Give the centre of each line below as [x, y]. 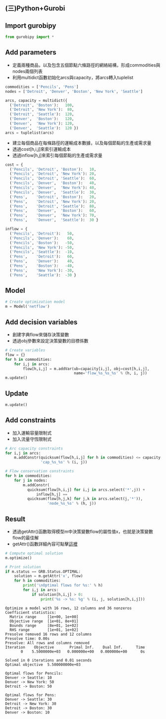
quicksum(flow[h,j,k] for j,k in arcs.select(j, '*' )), [85, 499]
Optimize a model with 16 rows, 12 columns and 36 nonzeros [69, 608]
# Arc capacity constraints [34, 448]
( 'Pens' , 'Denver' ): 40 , [42, 261]
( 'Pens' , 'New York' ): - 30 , [42, 270]
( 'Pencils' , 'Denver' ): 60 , [42, 238]
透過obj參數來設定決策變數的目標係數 [50, 341]
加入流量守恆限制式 [32, 439]
